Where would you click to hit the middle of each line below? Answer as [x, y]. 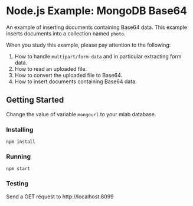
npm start [18, 169]
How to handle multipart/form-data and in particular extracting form [98, 56]
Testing [17, 184]
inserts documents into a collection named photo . [66, 33]
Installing [20, 129]
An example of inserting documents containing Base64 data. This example [97, 27]
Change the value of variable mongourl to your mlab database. [81, 114]
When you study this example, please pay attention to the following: [89, 45]
